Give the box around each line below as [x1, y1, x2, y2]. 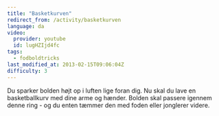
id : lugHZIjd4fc [13, 42, 60, 49]
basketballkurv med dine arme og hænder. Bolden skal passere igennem [7, 93, 212, 102]
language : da [7, 23, 45, 30]
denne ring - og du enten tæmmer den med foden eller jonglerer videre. [7, 101, 210, 109]
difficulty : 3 [7, 67, 48, 74]
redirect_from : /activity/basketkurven [7, 16, 122, 23]
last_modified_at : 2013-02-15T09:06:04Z [7, 61, 125, 68]
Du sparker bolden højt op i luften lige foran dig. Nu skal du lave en [7, 86, 196, 95]
